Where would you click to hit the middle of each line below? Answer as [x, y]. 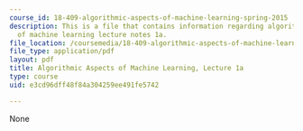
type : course [34, 77]
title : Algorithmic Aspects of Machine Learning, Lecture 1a [127, 69]
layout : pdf [32, 60]
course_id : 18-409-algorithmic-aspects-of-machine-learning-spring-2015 [149, 18]
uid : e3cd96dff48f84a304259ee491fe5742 [84, 85]
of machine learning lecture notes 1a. [92, 34]
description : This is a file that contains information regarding [137, 26]
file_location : [38, 43]
